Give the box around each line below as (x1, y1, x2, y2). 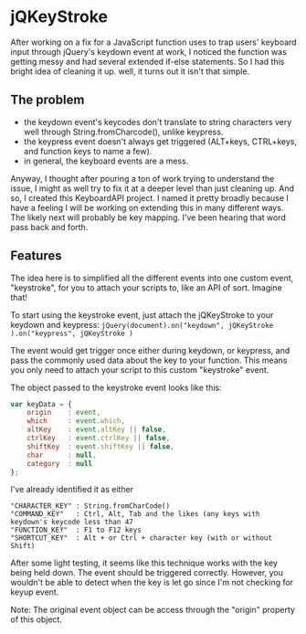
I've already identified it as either (10, 484, 134, 495)
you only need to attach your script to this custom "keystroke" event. (10, 364, 269, 375)
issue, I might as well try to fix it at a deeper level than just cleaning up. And (10, 183, 295, 194)
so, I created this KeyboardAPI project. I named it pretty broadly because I (10, 192, 289, 203)
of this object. (10, 614, 63, 625)
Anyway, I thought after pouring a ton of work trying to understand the (10, 173, 275, 184)
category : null (26, 459, 93, 468)
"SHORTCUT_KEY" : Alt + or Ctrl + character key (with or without (10, 534, 273, 543)
